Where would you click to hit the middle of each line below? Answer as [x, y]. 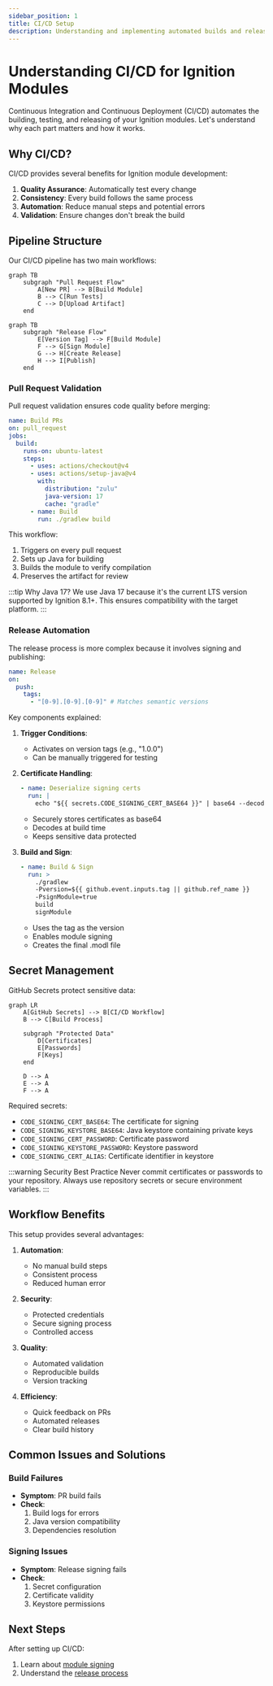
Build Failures [36, 1478]
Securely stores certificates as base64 [97, 819]
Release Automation [50, 630]
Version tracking [60, 1380]
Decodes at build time [69, 827]
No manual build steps [70, 1266]
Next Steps [37, 1629]
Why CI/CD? [40, 154]
